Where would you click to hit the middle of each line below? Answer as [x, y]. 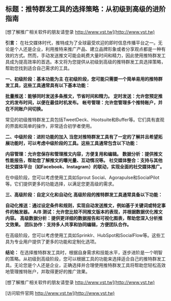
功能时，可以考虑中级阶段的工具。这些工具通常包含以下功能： [74, 143]
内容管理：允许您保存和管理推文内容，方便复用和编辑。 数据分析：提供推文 [84, 154]
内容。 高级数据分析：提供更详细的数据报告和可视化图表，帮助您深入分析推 [84, 218]
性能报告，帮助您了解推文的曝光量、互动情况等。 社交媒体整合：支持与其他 [84, 160]
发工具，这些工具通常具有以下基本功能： [48, 85]
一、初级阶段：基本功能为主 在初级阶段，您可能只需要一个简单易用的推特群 [84, 79]
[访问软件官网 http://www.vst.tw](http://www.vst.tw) [60, 293]
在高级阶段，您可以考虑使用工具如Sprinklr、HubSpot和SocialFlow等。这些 [83, 235]
